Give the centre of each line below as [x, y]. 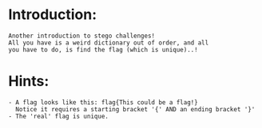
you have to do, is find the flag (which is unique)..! [103, 49]
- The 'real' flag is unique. [59, 116]
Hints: [29, 81]
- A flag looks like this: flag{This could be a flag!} [103, 102]
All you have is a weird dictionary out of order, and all [109, 43]
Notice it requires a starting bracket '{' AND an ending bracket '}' [135, 109]
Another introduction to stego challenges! [82, 36]
